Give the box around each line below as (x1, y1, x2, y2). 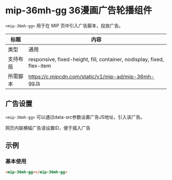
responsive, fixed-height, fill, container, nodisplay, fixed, (28, 56, 164, 63)
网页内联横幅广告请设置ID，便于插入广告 (5, 125, 91, 131)
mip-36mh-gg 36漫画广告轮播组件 (5, 5, 153, 16)
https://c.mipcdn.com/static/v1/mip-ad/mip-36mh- (28, 73, 155, 80)
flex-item (28, 62, 51, 69)
